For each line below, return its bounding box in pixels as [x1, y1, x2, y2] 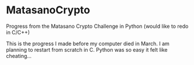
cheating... [6, 52, 32, 59]
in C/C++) [6, 28, 30, 35]
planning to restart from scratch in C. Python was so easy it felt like [6, 46, 168, 53]
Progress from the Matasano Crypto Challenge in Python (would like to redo [6, 23, 189, 30]
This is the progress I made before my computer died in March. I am [6, 40, 169, 47]
